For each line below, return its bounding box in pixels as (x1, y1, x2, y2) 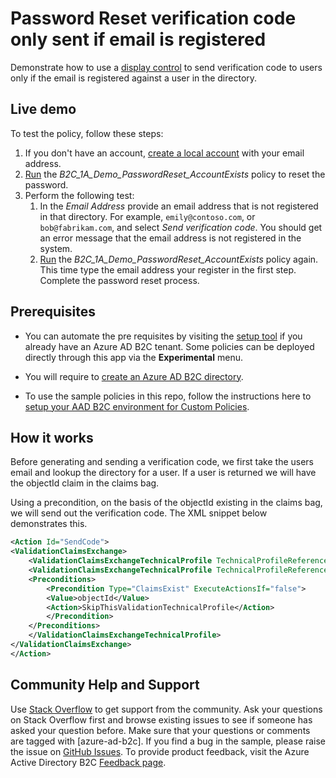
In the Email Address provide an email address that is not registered (39, 200, 319, 212)
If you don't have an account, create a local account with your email (24, 147, 305, 159)
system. (39, 242, 73, 254)
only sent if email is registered (10, 28, 267, 51)
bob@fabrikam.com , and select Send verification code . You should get (39, 221, 323, 233)
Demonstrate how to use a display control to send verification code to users (10, 61, 323, 73)
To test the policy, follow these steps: (10, 127, 164, 139)
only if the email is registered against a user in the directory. (10, 72, 258, 84)
